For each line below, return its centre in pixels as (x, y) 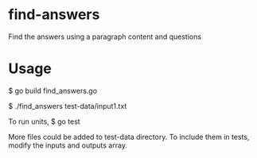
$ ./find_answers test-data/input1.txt (68, 106)
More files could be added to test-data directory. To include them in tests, (129, 137)
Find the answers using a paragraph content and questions (105, 37)
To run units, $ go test (45, 121)
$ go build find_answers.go (53, 91)
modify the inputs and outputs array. (68, 145)
